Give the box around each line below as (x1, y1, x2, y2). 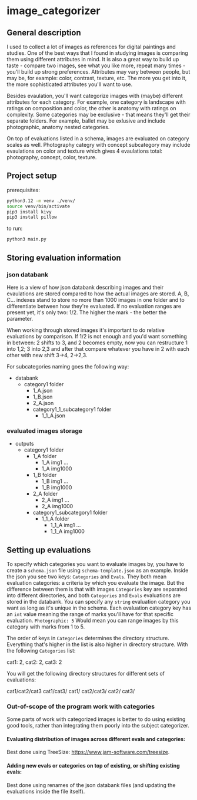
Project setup (6, 171, 58, 181)
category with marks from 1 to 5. (6, 623, 85, 630)
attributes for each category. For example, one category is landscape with (6, 98, 186, 106)
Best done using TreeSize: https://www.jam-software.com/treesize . (6, 749, 170, 756)
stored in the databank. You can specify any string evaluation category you (6, 598, 191, 605)
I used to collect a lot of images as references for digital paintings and (6, 43, 176, 50)
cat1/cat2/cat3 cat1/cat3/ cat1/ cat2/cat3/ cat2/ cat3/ (6, 687, 135, 694)
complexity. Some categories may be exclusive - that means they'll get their (6, 111, 191, 118)
